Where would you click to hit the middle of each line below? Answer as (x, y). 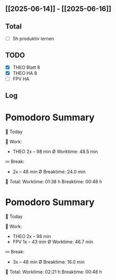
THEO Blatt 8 (26, 68)
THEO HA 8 (25, 73)
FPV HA (21, 79)
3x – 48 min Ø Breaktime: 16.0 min (49, 262)
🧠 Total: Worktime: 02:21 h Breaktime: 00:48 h (54, 272)
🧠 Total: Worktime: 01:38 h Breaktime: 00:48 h (54, 181)
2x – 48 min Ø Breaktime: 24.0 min (49, 171)
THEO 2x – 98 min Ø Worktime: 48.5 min (55, 152)
